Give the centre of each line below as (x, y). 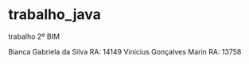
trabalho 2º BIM (34, 36)
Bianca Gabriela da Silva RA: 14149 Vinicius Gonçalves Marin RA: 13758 (125, 51)
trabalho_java (55, 15)
